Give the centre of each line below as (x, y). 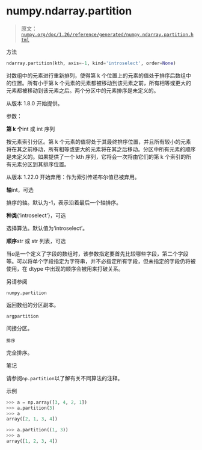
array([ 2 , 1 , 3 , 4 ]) (32, 419)
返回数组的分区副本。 (32, 304)
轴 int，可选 (20, 190)
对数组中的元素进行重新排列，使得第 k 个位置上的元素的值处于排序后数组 (96, 75)
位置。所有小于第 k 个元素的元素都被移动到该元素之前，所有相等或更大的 (101, 83)
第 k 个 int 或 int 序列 (31, 129)
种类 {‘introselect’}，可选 (36, 215)
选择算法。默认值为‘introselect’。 (47, 228)
